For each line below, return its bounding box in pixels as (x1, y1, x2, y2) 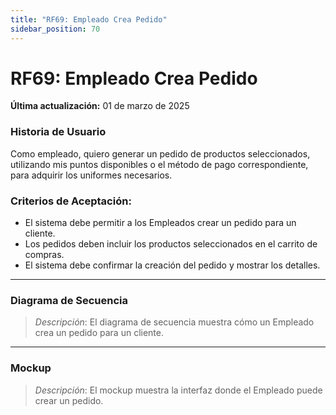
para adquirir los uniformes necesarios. (10, 169, 173, 181)
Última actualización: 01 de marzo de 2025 (10, 100, 190, 112)
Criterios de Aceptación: (10, 194, 132, 208)
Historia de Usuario (10, 125, 107, 139)
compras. (24, 249, 65, 261)
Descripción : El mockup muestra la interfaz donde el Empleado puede (34, 384, 323, 396)
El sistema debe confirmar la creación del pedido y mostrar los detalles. (24, 259, 321, 271)
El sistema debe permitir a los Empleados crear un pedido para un (24, 217, 297, 229)
